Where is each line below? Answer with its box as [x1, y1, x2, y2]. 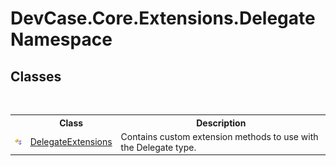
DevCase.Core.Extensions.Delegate [10, 7, 316, 30]
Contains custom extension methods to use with [120, 130, 319, 142]
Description [196, 117, 247, 129]
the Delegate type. [120, 141, 197, 153]
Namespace [10, 28, 113, 51]
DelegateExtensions [29, 136, 113, 148]
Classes [10, 68, 62, 85]
